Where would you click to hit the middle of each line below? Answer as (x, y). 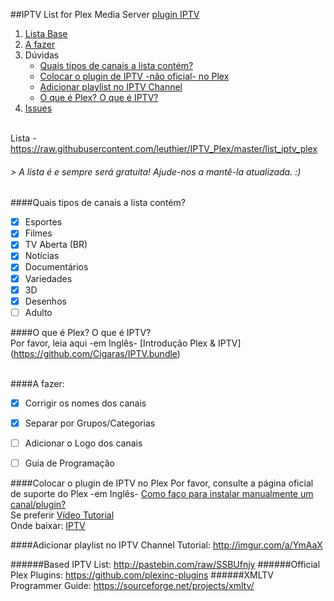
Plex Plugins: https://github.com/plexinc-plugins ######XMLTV (142, 575)
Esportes (43, 222)
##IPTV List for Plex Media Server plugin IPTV (105, 14)
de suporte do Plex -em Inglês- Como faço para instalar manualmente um (162, 494)
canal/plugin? (38, 505)
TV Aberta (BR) (56, 245)
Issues (38, 108)
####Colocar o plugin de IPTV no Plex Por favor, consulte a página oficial (162, 483)
